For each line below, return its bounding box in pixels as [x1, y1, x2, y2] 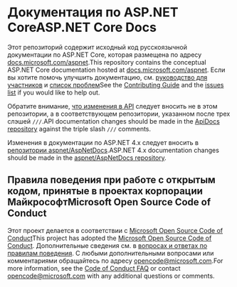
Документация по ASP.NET [7, 4, 179, 21]
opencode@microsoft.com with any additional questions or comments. [7, 271, 215, 280]
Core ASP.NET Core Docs [7, 19, 157, 36]
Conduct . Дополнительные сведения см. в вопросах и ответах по [7, 241, 208, 249]
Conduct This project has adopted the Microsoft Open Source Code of [7, 234, 212, 242]
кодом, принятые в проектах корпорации [7, 185, 203, 197]
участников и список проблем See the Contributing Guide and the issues [7, 80, 224, 89]
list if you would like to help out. [7, 88, 100, 97]
